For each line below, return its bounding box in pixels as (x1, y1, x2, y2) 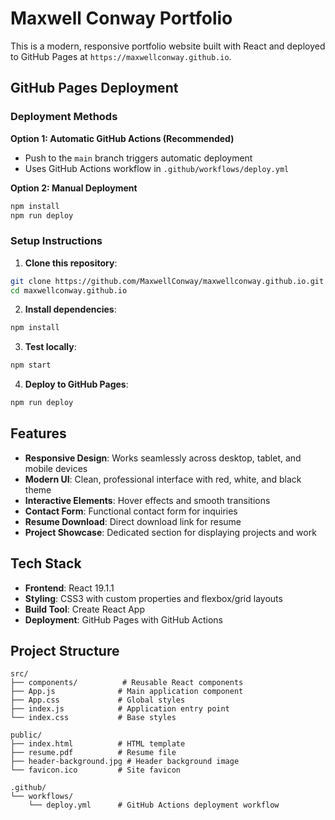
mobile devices (24, 462, 88, 474)
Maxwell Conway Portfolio (10, 7, 233, 30)
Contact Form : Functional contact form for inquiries (24, 505, 238, 517)
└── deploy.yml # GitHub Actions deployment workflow (28, 800, 280, 811)
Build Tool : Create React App (24, 603, 145, 615)
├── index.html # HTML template (10, 739, 186, 749)
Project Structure (10, 643, 120, 660)
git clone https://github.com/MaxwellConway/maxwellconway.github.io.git (10, 276, 325, 286)
